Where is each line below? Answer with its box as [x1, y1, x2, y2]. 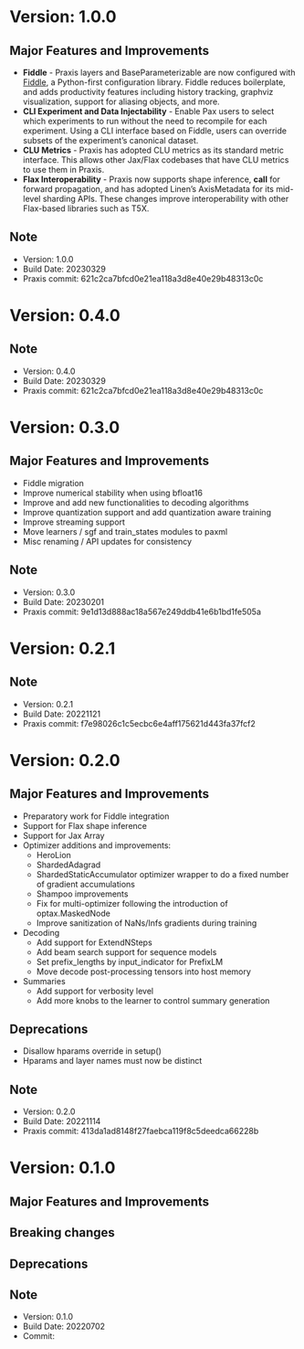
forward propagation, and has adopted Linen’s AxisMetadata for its [22, 184, 274, 194]
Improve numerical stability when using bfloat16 [22, 487, 204, 498]
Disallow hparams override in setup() [22, 1046, 162, 1057]
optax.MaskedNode [36, 908, 111, 919]
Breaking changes [9, 1225, 116, 1240]
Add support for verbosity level [36, 985, 154, 996]
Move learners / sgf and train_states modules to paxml [22, 526, 228, 536]
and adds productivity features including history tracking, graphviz [22, 87, 274, 97]
